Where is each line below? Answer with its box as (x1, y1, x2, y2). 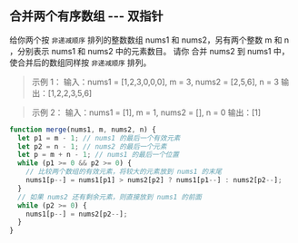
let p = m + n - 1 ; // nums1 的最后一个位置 (17, 151, 180, 160)
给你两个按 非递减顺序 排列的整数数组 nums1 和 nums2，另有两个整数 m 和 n (9, 34, 290, 45)
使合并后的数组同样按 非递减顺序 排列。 (9, 57, 152, 68)
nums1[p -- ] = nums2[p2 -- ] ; (25, 209, 128, 219)
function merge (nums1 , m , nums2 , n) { (9, 125, 156, 134)
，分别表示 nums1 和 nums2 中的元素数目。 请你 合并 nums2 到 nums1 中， (9, 45, 290, 56)
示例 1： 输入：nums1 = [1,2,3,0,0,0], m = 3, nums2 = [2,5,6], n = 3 (31, 76, 280, 87)
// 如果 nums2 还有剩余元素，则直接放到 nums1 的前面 (17, 192, 203, 201)
